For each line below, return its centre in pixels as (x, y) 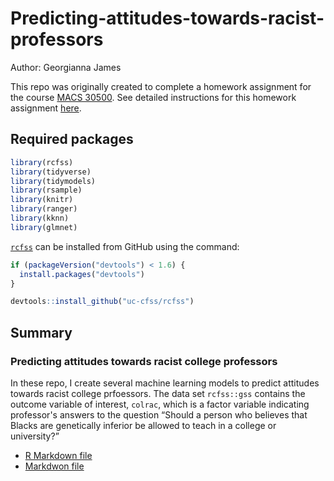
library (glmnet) (44, 227)
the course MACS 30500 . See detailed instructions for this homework (153, 97)
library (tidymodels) (53, 181)
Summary (41, 332)
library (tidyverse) (51, 172)
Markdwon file (54, 466)
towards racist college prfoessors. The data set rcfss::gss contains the (158, 393)
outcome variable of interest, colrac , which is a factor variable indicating (160, 404)
